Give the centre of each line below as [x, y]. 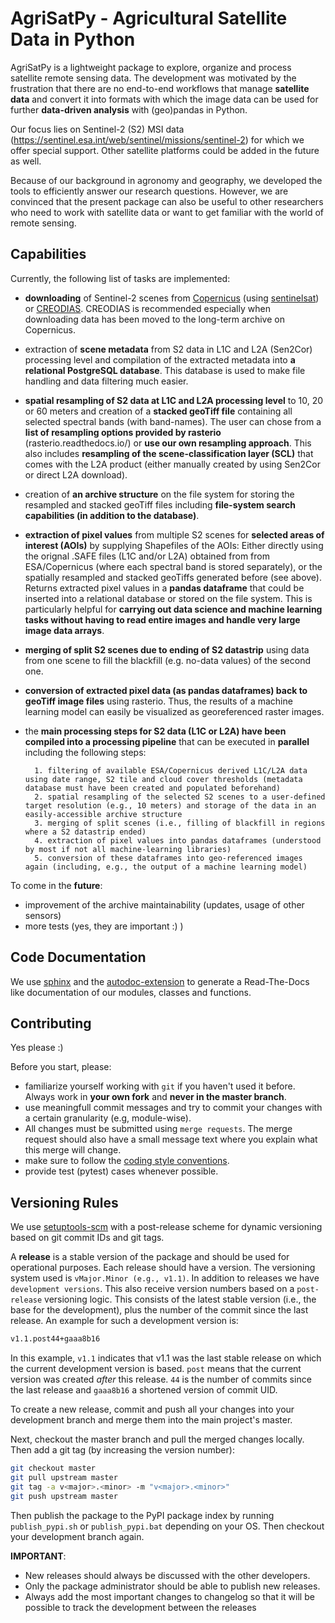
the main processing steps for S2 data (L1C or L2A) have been [155, 731]
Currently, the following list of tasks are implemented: [120, 278]
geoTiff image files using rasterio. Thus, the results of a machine [158, 701]
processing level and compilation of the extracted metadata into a [160, 359]
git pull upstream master [64, 1477]
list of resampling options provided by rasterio [123, 432]
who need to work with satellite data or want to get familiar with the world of [167, 212]
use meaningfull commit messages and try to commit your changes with [173, 1108]
